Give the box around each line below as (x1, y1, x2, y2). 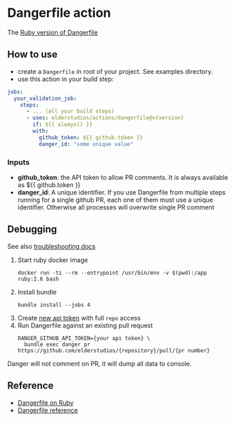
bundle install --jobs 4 (17, 301, 91, 309)
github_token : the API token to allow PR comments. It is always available (17, 173, 229, 181)
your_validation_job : (13, 95, 77, 102)
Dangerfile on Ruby (17, 399, 74, 407)
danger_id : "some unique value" (38, 141, 134, 148)
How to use (7, 48, 58, 60)
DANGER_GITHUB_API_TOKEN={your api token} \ (17, 335, 151, 342)
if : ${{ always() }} (32, 121, 93, 128)
